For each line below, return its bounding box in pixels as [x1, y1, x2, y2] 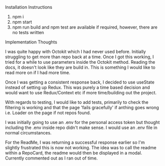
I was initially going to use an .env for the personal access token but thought [5, 120, 160, 125]
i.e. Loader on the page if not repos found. [5, 110, 91, 116]
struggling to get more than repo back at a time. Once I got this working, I [5, 54, 154, 60]
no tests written [12, 30, 44, 35]
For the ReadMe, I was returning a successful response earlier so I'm [5, 139, 145, 145]
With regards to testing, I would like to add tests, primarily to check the [5, 99, 149, 105]
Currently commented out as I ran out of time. [5, 155, 98, 161]
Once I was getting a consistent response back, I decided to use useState [5, 79, 155, 85]
